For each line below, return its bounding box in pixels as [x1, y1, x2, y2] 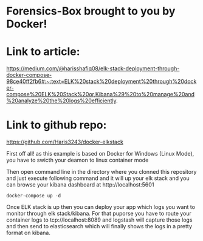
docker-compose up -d [6, 193, 61, 199]
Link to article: [6, 45, 80, 59]
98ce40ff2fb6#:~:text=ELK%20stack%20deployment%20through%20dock [6, 78, 197, 85]
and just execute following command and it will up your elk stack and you [6, 174, 190, 182]
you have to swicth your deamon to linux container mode [6, 156, 149, 164]
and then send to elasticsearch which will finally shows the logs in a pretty [6, 223, 193, 230]
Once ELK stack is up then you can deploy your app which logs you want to [6, 203, 196, 211]
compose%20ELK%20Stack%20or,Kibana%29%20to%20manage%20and [6, 91, 195, 98]
